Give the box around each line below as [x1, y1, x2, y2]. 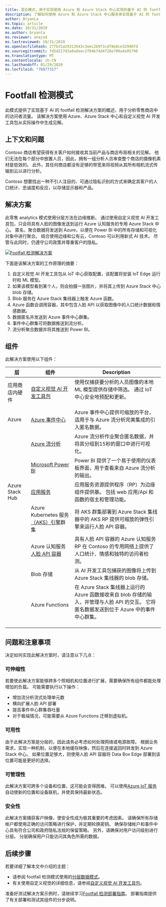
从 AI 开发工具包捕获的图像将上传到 [74, 567, 157, 574]
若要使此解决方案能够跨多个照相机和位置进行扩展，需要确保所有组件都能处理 [5, 678, 161, 684]
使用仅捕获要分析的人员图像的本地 [74, 379, 154, 386]
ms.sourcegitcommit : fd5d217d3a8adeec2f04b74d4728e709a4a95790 [5, 48, 138, 53]
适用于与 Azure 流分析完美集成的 [74, 416, 151, 423]
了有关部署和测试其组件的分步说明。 [5, 897, 79, 903]
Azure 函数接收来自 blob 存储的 [74, 591, 147, 598]
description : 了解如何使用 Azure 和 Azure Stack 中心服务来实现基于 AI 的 [5, 12, 150, 17]
